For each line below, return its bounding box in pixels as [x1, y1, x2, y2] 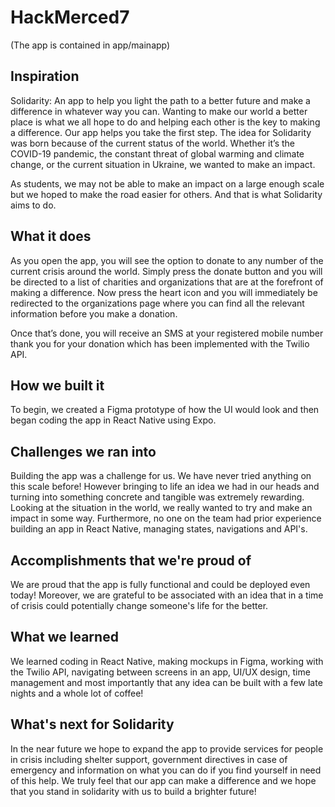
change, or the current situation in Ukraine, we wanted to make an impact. [10, 158, 316, 170]
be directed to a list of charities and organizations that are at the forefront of [10, 276, 324, 288]
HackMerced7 [10, 6, 130, 29]
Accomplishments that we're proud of [10, 552, 252, 569]
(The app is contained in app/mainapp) [10, 39, 171, 51]
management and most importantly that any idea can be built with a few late [10, 676, 323, 688]
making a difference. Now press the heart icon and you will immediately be [10, 286, 318, 298]
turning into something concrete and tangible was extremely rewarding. [10, 491, 305, 503]
